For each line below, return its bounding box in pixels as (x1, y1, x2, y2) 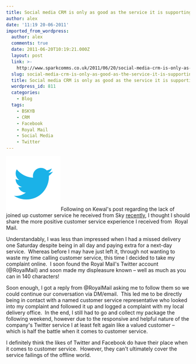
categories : (11, 90, 41, 96)
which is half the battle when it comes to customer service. (6, 328, 148, 335)
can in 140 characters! (6, 273, 60, 280)
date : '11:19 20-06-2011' (6, 22, 69, 28)
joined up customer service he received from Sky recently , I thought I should (6, 212, 190, 219)
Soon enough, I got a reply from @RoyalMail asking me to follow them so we (6, 284, 190, 291)
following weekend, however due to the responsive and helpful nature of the (6, 315, 190, 322)
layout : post (11, 53, 43, 59)
